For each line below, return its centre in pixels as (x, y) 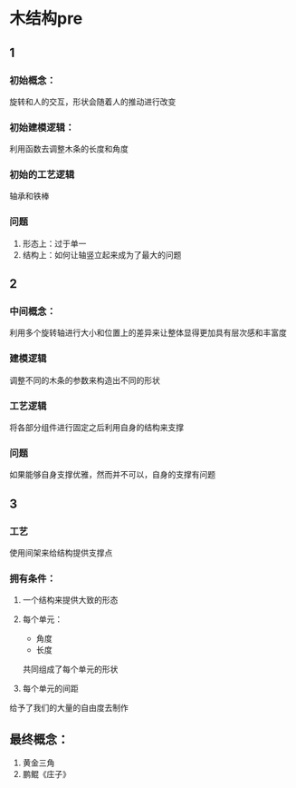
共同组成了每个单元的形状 (70, 669)
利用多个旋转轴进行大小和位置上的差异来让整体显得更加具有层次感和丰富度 (148, 333)
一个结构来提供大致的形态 (70, 600)
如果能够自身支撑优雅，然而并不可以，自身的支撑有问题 (112, 475)
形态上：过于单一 (54, 243)
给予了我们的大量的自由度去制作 (69, 708)
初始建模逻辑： (42, 127)
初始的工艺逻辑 (42, 175)
